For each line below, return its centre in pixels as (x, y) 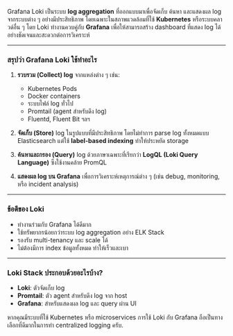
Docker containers (54, 96)
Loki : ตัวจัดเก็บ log (41, 287)
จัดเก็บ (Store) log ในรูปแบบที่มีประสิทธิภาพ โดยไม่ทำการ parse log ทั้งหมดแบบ (113, 133)
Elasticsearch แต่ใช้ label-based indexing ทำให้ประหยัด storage (103, 141)
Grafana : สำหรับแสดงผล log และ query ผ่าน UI (77, 303)
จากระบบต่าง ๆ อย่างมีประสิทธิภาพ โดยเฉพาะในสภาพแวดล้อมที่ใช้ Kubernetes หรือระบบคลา (115, 19)
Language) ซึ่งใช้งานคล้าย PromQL (62, 162)
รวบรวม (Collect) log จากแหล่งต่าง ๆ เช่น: (68, 75)
